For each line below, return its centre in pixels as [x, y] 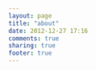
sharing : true [32, 46]
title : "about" [34, 23]
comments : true [34, 38]
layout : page [30, 16]
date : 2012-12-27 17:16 [48, 31]
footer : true [30, 53]
